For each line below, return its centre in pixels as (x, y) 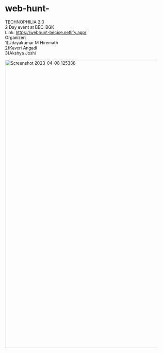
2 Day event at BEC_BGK (30, 27)
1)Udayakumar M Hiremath (32, 42)
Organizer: (16, 37)
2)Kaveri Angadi (21, 48)
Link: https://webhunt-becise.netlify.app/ (46, 32)
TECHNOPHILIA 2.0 (25, 22)
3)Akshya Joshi (21, 53)
